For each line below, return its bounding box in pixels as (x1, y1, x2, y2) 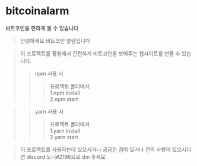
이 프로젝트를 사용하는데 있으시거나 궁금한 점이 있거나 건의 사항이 (20, 146, 171, 153)
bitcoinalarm (5, 4, 69, 18)
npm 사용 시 (34, 70, 63, 77)
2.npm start (49, 95, 78, 102)
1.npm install (49, 89, 81, 96)
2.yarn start (49, 133, 78, 140)
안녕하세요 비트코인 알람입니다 (20, 37, 90, 44)
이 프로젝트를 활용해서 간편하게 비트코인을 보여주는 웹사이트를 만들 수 (20, 49, 180, 57)
